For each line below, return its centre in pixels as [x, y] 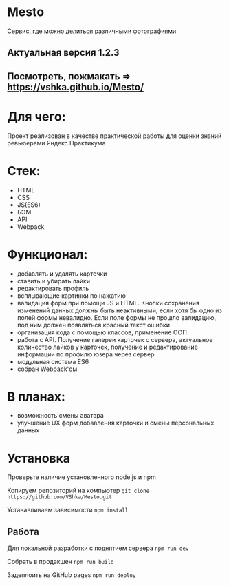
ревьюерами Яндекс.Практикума [56, 143]
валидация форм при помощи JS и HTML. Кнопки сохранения [108, 303]
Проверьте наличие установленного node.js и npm [82, 477]
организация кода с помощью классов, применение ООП [102, 332]
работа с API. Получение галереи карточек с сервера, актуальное [115, 339]
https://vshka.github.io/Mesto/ [76, 87]
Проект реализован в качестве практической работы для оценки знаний [115, 136]
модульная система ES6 [53, 361]
